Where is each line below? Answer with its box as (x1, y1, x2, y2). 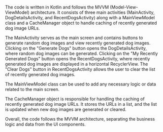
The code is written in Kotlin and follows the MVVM (5, 4, 109, 10)
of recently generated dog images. (5, 72, 75, 77)
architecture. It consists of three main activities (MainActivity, (30, 9, 155, 15)
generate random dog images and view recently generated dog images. (5, 40, 151, 46)
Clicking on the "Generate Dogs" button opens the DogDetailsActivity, (5, 45, 147, 51)
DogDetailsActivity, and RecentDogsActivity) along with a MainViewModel (5, 15, 155, 20)
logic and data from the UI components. (5, 121, 86, 127)
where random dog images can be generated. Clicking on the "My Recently (5, 50, 158, 56)
